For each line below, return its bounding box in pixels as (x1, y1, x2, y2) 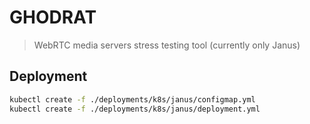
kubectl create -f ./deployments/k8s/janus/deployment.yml (9, 104, 261, 114)
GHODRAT (9, 6, 97, 29)
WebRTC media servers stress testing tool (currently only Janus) (33, 39, 301, 51)
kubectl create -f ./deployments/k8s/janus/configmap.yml (9, 94, 256, 105)
